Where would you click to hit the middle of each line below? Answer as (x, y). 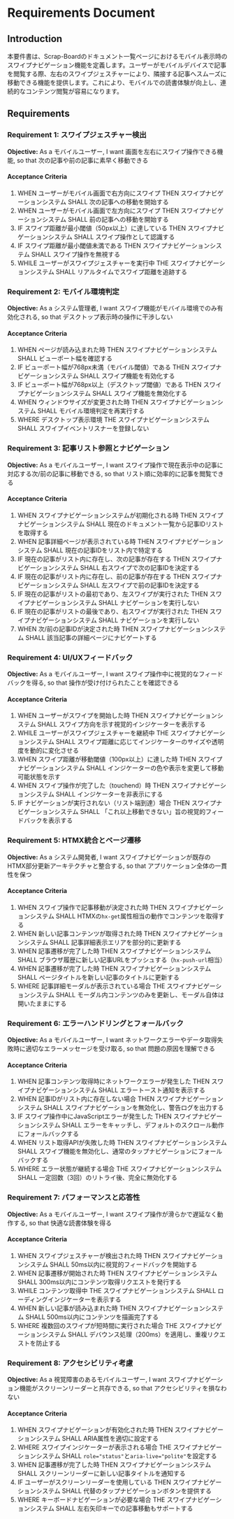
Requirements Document (81, 13)
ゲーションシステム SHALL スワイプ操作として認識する (96, 236)
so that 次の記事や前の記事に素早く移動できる (82, 160)
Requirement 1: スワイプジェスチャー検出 (77, 135)
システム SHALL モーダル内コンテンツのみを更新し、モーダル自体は (127, 994)
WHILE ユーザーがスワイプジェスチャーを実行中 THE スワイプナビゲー (118, 263)
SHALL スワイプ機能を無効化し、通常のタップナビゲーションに (108, 1151)
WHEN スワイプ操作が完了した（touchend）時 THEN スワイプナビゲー (119, 785)
